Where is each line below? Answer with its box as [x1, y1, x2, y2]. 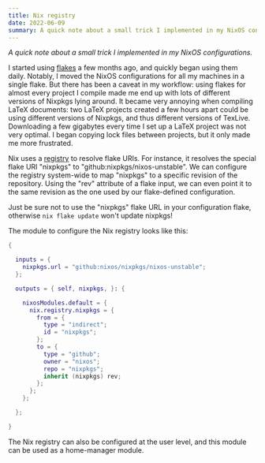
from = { [36, 313, 65, 322]
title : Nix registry [8, 11, 77, 20]
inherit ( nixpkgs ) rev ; [43, 372, 122, 380]
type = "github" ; [43, 350, 101, 358]
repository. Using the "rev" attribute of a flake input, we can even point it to [8, 179, 252, 189]
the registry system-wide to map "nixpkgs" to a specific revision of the [8, 170, 238, 180]
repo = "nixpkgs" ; [43, 364, 104, 373]
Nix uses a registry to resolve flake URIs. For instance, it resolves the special [8, 154, 256, 163]
